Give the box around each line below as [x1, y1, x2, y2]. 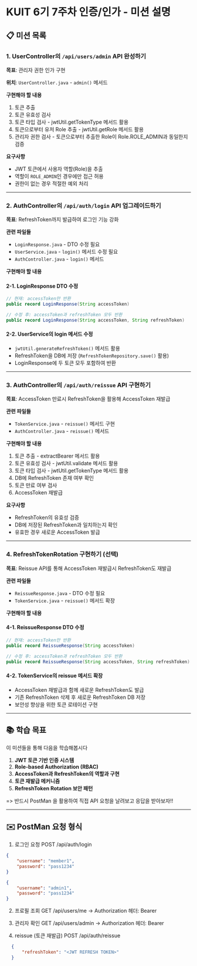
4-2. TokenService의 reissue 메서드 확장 [6, 672, 103, 679]
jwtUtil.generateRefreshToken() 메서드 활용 [14, 345, 120, 352]
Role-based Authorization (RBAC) [14, 763, 98, 770]
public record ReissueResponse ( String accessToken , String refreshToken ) [6, 658, 191, 665]
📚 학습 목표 [6, 725, 47, 735]
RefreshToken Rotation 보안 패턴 [14, 785, 93, 792]
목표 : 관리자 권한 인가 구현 [6, 66, 66, 73]
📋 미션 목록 [6, 30, 47, 40]
